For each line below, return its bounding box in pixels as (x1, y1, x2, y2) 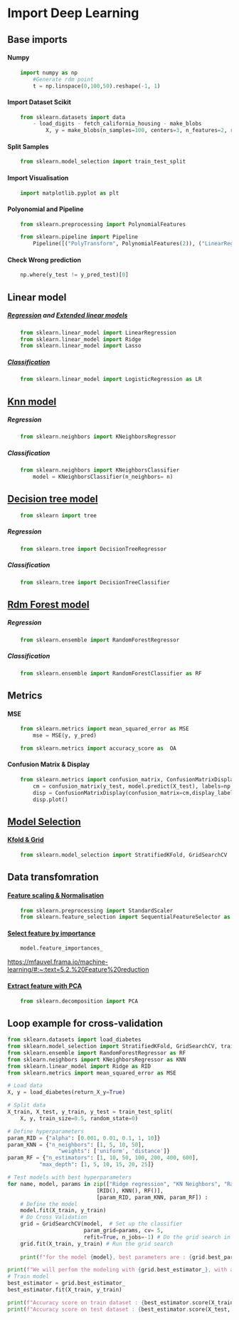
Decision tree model (7, 493, 98, 505)
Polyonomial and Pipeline (7, 205, 84, 213)
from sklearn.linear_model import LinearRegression (20, 329, 176, 336)
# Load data (7, 1082, 43, 1090)
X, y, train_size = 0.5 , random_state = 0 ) (20, 1115, 139, 1122)
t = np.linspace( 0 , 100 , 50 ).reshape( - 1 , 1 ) (33, 82, 161, 90)
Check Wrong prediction (7, 255, 82, 264)
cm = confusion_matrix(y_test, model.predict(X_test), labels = (33, 783, 224, 790)
